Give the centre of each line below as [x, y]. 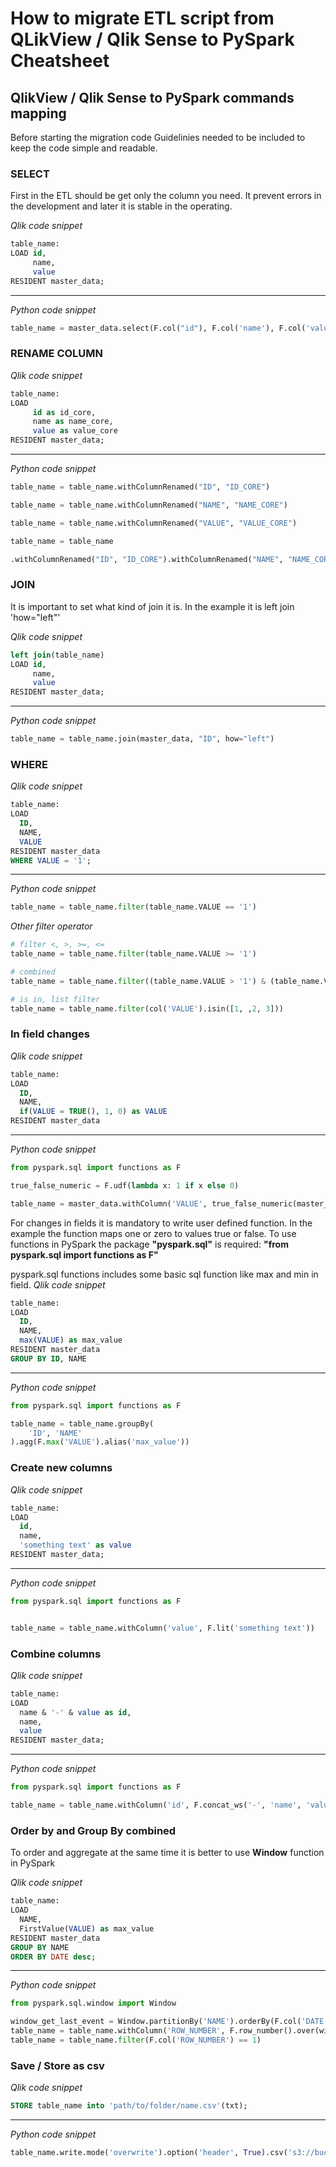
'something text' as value [75, 1545]
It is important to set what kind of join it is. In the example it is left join [152, 606]
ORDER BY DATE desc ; [53, 1957]
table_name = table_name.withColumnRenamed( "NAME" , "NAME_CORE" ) [149, 505]
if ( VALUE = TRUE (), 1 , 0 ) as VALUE [93, 1112]
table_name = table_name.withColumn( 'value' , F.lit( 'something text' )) [162, 1628]
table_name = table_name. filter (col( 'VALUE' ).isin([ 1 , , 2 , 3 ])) [147, 1008]
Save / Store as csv [57, 2065]
